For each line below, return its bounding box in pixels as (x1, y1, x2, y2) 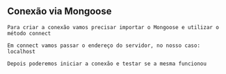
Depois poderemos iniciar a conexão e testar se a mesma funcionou (7, 60, 207, 67)
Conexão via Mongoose (7, 6, 113, 17)
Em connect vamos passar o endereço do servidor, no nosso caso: (7, 41, 200, 49)
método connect (7, 30, 51, 37)
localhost (7, 48, 36, 55)
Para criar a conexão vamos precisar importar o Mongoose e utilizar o (7, 24, 219, 30)
